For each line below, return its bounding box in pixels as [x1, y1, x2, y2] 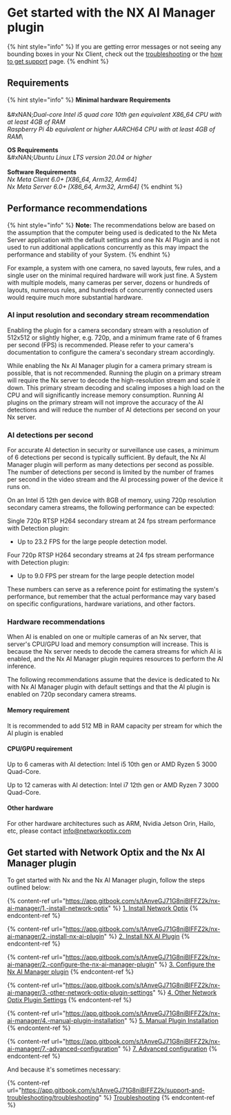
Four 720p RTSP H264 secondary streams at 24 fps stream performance [7, 551, 215, 560]
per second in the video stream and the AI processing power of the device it [7, 475, 223, 483]
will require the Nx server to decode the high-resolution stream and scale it [7, 376, 221, 385]
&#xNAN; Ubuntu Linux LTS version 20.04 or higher [7, 153, 152, 161]
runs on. [7, 483, 31, 491]
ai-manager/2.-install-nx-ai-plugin [7, 932, 105, 940]
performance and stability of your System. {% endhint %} [7, 250, 171, 259]
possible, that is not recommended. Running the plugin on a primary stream [7, 369, 222, 377]
